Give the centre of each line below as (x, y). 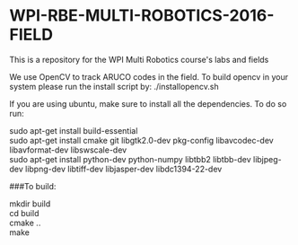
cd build (24, 213)
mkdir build (30, 204)
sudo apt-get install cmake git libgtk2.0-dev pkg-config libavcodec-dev (141, 140)
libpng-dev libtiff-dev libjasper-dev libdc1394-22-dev (124, 169)
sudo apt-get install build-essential (74, 130)
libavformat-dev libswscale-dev (68, 150)
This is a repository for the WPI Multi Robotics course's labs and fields (139, 59)
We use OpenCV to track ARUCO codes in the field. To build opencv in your (149, 76)
